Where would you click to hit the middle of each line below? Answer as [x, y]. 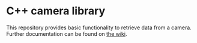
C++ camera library [56, 11]
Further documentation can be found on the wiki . [67, 33]
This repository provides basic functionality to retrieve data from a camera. [99, 27]
